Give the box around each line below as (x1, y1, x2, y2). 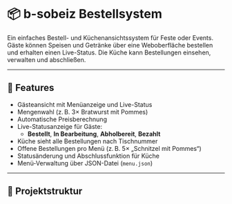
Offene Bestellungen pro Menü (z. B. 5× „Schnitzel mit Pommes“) (17, 144, 202, 152)
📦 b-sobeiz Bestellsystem (7, 6, 162, 22)
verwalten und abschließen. (7, 55, 86, 63)
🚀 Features (7, 82, 55, 94)
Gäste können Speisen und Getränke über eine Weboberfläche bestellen (7, 41, 213, 49)
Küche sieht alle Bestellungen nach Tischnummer (17, 136, 158, 145)
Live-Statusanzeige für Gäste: (17, 122, 102, 130)
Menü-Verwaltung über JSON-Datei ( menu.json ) (17, 159, 153, 167)
